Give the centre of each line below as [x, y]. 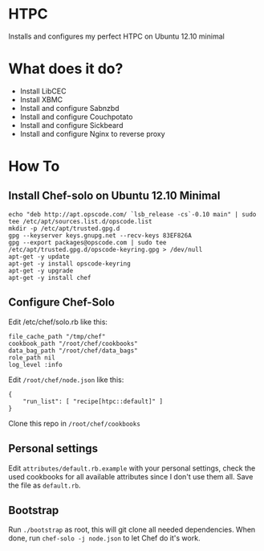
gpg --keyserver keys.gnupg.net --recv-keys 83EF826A [100, 235]
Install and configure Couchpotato [76, 117]
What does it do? [66, 69]
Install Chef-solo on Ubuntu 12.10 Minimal [114, 196]
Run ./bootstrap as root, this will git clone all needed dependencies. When [132, 530]
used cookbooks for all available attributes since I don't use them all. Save [131, 476]
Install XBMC [41, 99]
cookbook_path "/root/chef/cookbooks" [73, 343]
